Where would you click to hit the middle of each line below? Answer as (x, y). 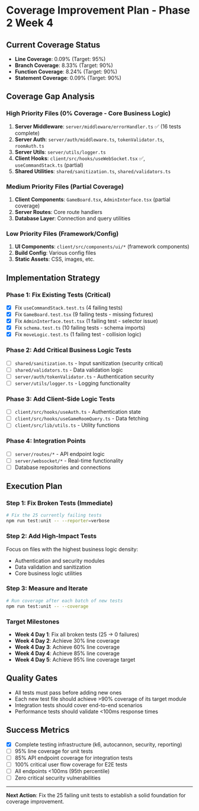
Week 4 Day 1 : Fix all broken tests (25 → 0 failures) (77, 634)
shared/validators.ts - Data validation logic (69, 370)
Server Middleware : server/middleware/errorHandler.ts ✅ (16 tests (98, 126)
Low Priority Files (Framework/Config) (62, 234)
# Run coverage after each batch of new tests (65, 601)
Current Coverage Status (53, 45)
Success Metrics (38, 730)
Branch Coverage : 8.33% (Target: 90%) (64, 65)
